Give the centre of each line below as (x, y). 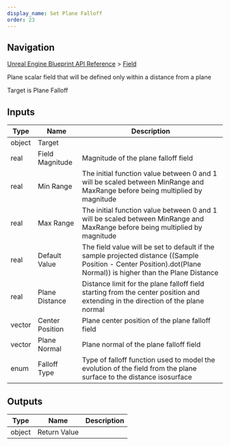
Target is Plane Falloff (38, 90)
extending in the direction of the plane (143, 301)
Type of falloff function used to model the (149, 360)
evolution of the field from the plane (139, 369)
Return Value (58, 432)
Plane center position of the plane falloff (146, 321)
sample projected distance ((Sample (140, 256)
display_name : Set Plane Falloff (55, 13)
